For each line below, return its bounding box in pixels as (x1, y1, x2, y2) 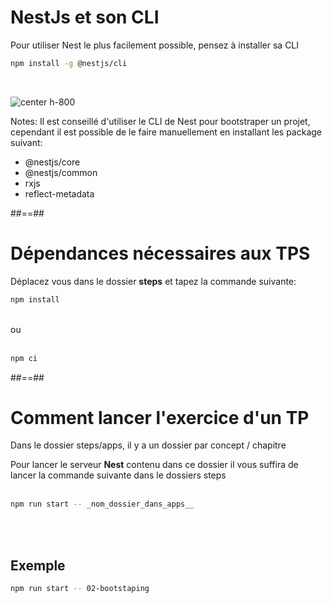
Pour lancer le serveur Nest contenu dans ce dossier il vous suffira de (10, 459, 299, 471)
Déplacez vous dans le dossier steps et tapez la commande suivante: (10, 275, 297, 287)
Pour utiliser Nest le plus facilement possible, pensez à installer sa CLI (10, 39, 300, 51)
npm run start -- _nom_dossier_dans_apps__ (10, 499, 195, 510)
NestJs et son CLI (10, 6, 160, 29)
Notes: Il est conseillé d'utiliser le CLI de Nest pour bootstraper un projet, (10, 115, 311, 127)
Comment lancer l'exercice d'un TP (10, 406, 310, 429)
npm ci (10, 353, 38, 363)
